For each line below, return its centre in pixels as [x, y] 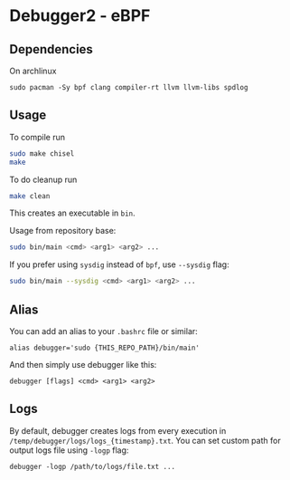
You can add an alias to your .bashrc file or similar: [104, 331]
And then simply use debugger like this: [83, 365]
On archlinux [33, 71]
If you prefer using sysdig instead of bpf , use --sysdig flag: [119, 264]
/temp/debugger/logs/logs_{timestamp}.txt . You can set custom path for [145, 440]
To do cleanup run [43, 179]
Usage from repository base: [63, 231]
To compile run [37, 137]
